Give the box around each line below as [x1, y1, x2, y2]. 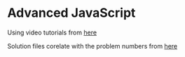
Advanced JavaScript [7, 5, 136, 21]
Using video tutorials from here [7, 28, 97, 37]
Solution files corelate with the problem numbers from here [7, 42, 177, 50]
